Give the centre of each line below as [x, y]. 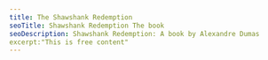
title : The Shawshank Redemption [71, 17]
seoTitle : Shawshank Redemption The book [87, 26]
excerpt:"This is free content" [69, 42]
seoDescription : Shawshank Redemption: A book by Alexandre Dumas [134, 34]
